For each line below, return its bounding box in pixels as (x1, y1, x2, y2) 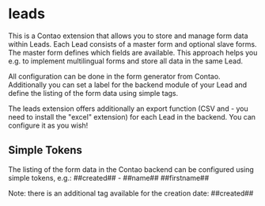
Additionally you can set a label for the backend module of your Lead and (8, 80, 248, 90)
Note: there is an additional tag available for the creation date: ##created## (8, 188, 254, 198)
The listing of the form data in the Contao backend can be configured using (8, 164, 255, 174)
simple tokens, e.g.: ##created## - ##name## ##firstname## (8, 173, 210, 182)
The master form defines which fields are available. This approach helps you (8, 48, 258, 57)
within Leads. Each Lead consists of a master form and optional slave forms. (8, 39, 257, 48)
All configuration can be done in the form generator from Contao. (8, 71, 221, 81)
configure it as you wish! (8, 120, 89, 130)
